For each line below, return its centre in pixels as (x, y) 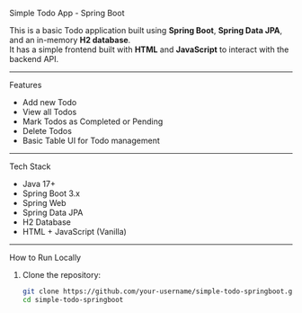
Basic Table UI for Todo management (91, 140)
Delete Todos (47, 131)
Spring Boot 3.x (51, 193)
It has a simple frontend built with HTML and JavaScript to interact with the (149, 49)
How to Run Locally (45, 257)
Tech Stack (30, 166)
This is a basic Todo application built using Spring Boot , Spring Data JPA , (146, 30)
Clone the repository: (62, 275)
